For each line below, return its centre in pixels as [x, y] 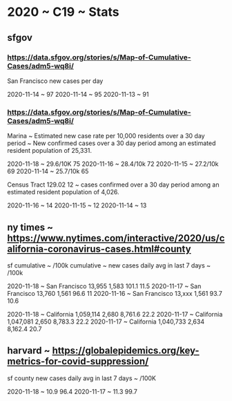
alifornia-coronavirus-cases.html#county [99, 249]
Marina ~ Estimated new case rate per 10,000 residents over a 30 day [106, 136]
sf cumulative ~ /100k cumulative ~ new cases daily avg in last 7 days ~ [109, 265]
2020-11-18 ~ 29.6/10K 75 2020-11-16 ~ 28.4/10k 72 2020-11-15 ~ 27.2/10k [113, 164]
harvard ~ [29, 351]
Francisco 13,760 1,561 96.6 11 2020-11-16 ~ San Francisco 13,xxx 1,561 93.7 [115, 293]
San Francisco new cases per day [55, 81]
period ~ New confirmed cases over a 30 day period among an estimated [112, 143]
